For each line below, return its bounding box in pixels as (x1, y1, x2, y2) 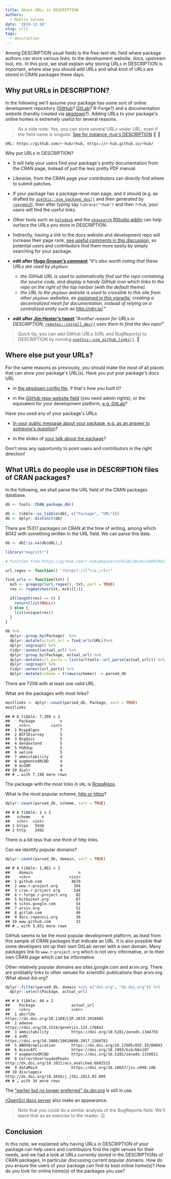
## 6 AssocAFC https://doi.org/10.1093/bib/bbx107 (5, 1047, 149, 1053)
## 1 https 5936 (5, 823, 44, 828)
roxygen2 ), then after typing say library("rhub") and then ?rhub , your (12, 201, 159, 207)
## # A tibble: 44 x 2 (5, 998, 53, 1003)
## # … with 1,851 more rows (5, 923, 67, 929)
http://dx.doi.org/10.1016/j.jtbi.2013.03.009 (5, 1074, 106, 1079)
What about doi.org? (5, 974, 48, 980)
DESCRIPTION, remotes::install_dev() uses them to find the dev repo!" (12, 321, 164, 327)
